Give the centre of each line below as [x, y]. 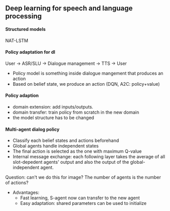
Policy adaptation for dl [30, 52]
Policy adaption [22, 95]
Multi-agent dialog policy [32, 129]
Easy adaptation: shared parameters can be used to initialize [83, 203]
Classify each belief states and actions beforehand [66, 140]
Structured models [25, 29]
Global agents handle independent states [56, 146]
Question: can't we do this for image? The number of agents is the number [83, 178]
